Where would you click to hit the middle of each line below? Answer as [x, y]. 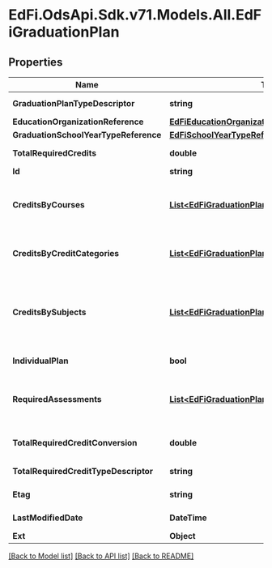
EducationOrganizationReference [78, 122]
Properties [36, 62]
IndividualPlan [40, 361]
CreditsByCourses [49, 205]
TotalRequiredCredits [55, 153]
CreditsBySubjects [49, 312]
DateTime [189, 518]
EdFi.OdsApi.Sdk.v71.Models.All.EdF [135, 15]
